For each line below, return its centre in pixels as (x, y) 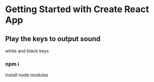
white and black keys (27, 51)
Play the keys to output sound (53, 39)
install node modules (27, 75)
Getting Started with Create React (77, 9)
